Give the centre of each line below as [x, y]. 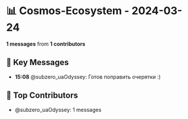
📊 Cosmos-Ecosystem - [68, 11]
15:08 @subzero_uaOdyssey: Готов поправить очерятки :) [88, 76]
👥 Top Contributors [42, 96]
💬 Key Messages [38, 62]
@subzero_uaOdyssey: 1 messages [58, 110]
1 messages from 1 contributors [46, 44]
